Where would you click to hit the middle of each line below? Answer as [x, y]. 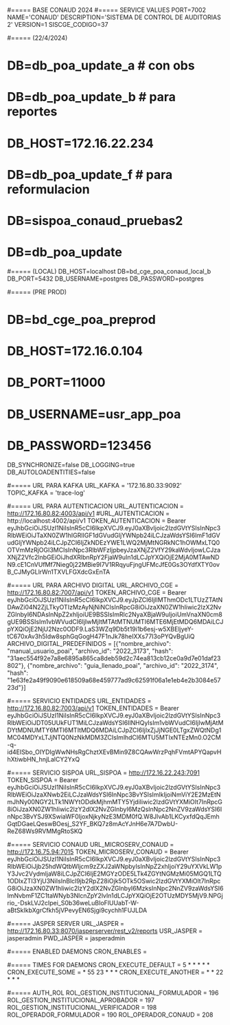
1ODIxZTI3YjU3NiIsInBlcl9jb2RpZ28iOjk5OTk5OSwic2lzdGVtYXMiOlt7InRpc [114, 881]
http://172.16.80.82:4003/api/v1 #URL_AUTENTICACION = [89, 513]
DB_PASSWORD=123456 [79, 445]
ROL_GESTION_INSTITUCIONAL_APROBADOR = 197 [81, 1000]
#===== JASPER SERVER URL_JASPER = [66, 923]
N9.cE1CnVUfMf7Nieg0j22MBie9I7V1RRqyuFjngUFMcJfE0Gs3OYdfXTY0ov [114, 564]
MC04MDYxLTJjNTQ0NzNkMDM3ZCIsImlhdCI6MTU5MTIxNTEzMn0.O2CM [114, 737]
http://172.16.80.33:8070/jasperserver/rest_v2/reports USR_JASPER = [105, 931]
